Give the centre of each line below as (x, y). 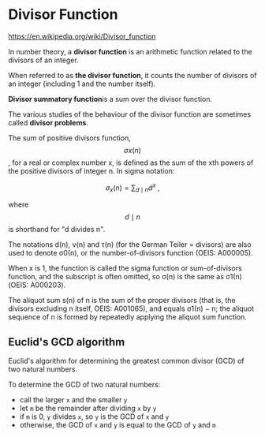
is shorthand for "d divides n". (56, 230)
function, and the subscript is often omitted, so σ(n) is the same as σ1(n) (125, 277)
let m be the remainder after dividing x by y (88, 409)
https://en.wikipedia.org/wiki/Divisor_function (82, 36)
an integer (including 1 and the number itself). (82, 84)
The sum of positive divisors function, (70, 138)
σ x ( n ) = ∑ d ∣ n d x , (132, 188)
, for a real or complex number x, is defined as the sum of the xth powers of (131, 162)
